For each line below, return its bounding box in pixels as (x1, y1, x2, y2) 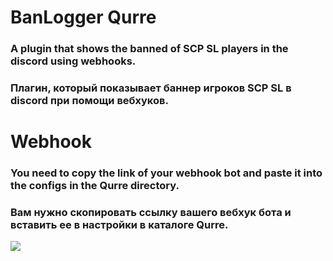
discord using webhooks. (10, 54, 137, 68)
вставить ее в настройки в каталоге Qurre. (10, 218, 229, 232)
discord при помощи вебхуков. (10, 94, 169, 108)
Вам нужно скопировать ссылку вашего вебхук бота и (10, 206, 292, 220)
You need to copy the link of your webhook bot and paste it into (10, 166, 323, 180)
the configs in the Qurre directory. (10, 179, 180, 193)
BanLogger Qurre (10, 6, 157, 29)
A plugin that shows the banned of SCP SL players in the (10, 42, 289, 56)
